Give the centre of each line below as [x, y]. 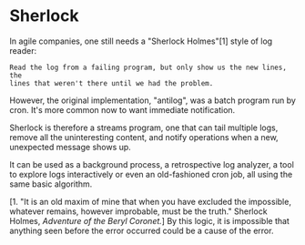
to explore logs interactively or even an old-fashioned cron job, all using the [151, 174]
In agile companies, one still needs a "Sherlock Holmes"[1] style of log [141, 41]
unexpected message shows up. [71, 147]
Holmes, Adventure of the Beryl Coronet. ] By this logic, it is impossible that [149, 220]
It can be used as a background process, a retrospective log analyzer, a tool [152, 164]
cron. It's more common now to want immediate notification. [122, 109]
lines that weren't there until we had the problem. [112, 83]
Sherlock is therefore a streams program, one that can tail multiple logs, [144, 128]
